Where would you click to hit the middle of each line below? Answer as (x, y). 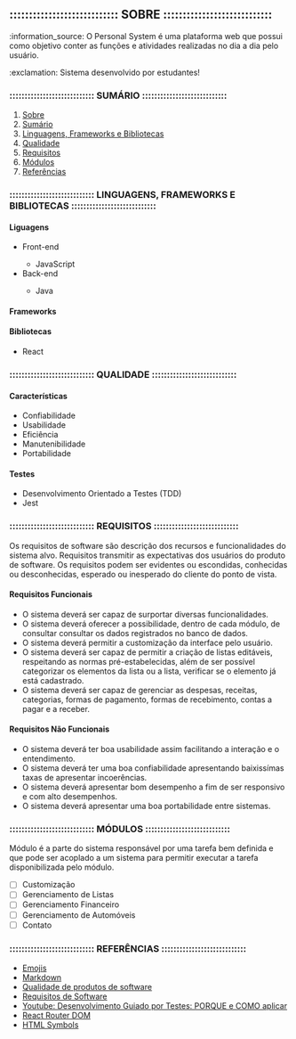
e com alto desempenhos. (70, 797)
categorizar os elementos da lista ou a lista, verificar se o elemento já (149, 671)
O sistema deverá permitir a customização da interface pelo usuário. (148, 642)
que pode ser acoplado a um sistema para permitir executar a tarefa (134, 858)
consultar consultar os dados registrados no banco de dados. (135, 633)
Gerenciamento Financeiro (71, 904)
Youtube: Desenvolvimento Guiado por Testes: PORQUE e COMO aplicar (154, 1005)
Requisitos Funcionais (51, 594)
